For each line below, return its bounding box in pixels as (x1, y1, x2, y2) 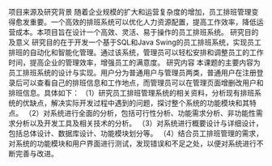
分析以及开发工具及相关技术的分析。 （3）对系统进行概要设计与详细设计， (15, 118, 263, 128)
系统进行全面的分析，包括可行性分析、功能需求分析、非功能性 (49, 109, 257, 117)
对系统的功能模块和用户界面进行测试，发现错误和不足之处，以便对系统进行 (8, 138, 257, 148)
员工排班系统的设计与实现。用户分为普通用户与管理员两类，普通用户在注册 (8, 68, 257, 77)
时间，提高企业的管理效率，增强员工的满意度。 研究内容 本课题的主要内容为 (8, 57, 261, 67)
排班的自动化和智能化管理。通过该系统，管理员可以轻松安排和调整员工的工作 (8, 48, 264, 57)
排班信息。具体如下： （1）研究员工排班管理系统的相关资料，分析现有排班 (8, 88, 255, 97)
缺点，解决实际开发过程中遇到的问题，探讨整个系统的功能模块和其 (29, 98, 249, 108)
